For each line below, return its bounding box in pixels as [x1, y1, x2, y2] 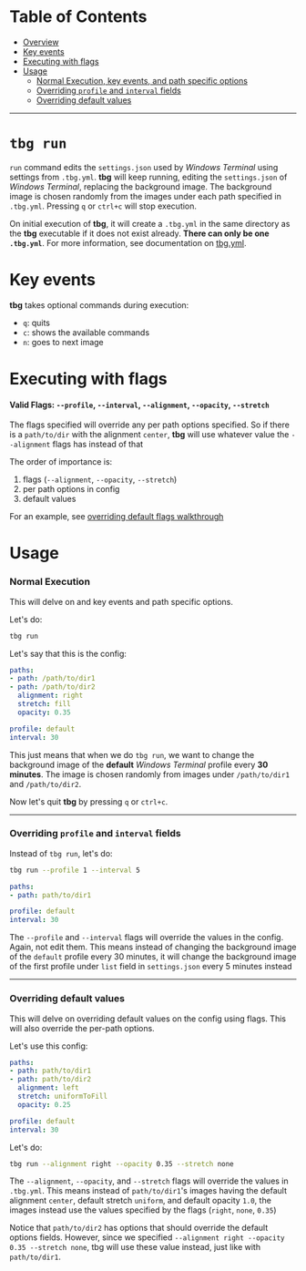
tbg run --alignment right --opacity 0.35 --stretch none [9, 1159, 234, 1168]
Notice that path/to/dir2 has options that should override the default [9, 1223, 269, 1234]
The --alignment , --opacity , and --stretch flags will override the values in [9, 1175, 289, 1186]
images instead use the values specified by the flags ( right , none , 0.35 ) [9, 1204, 277, 1215]
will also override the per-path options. [9, 1022, 155, 1033]
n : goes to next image [22, 336, 105, 347]
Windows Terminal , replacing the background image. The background [9, 180, 272, 192]
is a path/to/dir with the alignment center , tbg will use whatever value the [9, 429, 290, 440]
